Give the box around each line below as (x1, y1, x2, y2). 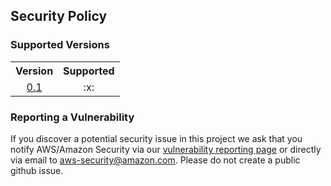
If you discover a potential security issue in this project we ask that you (10, 132, 303, 144)
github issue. (10, 164, 64, 176)
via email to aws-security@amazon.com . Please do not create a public (10, 154, 301, 166)
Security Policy (10, 8, 108, 25)
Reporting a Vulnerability (10, 110, 135, 124)
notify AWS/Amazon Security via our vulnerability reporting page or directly (10, 143, 322, 155)
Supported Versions (10, 38, 110, 52)
